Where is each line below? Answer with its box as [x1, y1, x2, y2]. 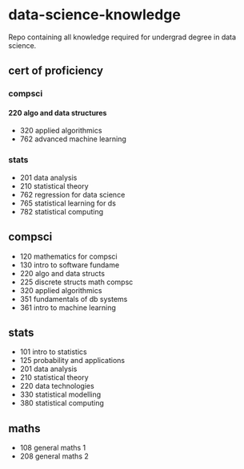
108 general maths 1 [19, 443, 86, 453]
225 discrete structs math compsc [19, 277, 134, 287]
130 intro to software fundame [19, 259, 120, 270]
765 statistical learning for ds [19, 198, 116, 208]
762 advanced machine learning [19, 134, 126, 144]
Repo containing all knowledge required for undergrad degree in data [8, 32, 237, 42]
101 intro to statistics [19, 347, 87, 357]
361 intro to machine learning [19, 303, 116, 312]
